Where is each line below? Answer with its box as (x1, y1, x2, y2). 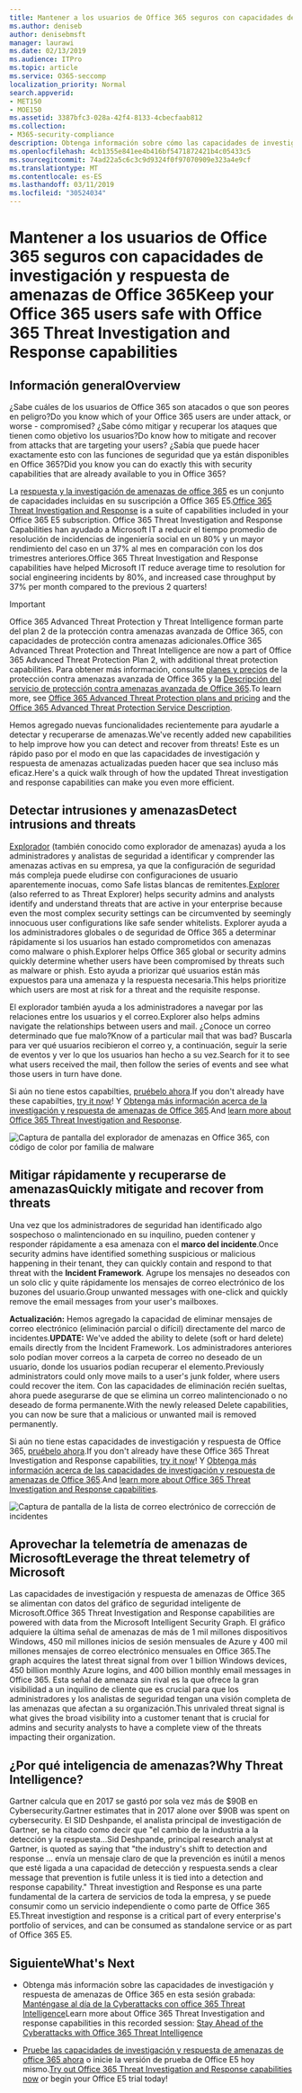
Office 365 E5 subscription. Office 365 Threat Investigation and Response (9, 514, 283, 525)
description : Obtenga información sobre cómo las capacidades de (9, 138, 259, 147)
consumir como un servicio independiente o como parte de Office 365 (9, 1901, 271, 1911)
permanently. (9, 1418, 58, 1429)
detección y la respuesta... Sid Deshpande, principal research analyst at (9, 1834, 273, 1845)
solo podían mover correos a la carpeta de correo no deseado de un (9, 1351, 262, 1362)
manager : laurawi (9, 38, 75, 48)
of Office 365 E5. (9, 1929, 73, 1940)
